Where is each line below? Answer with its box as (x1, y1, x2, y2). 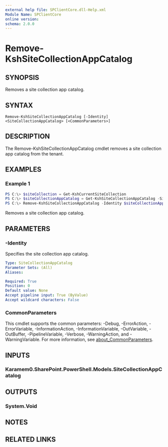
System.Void (5, 402, 37, 409)
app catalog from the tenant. (5, 150, 64, 156)
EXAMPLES (5, 165, 41, 174)
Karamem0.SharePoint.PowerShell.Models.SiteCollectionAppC (5, 366, 162, 373)
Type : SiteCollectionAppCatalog (5, 260, 72, 265)
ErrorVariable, (5, 326, 34, 332)
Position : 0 (5, 283, 30, 288)
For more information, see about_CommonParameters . (41, 336, 153, 342)
